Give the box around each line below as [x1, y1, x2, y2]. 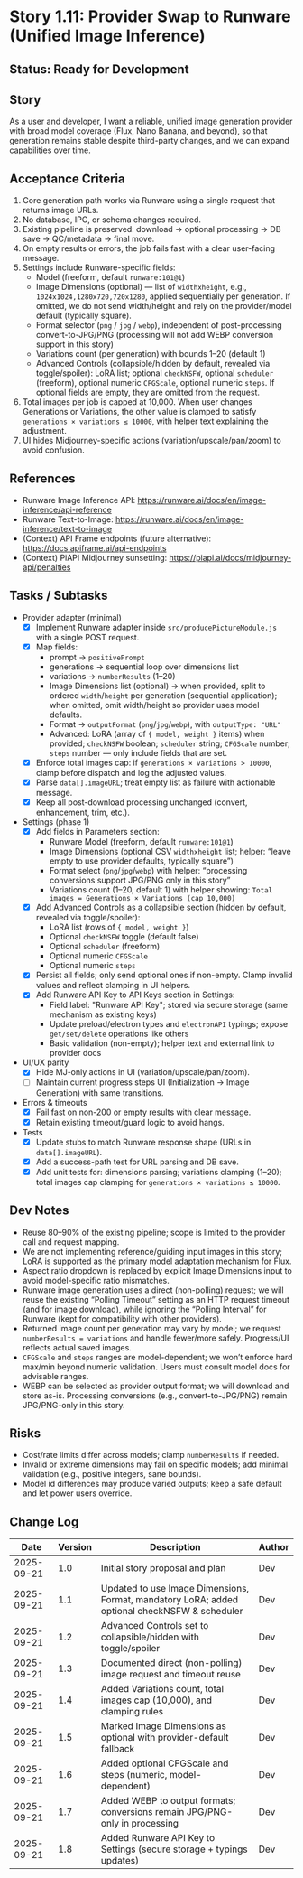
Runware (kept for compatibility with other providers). [22, 1313, 223, 1324]
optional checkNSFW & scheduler [100, 1605, 243, 1618]
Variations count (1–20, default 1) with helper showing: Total [49, 884, 273, 895]
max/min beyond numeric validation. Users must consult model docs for [22, 1361, 290, 1372]
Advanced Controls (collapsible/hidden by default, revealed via [35, 359, 271, 369]
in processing [121, 1817, 179, 1830]
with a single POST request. [35, 631, 140, 642]
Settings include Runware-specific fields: [22, 262, 176, 273]
